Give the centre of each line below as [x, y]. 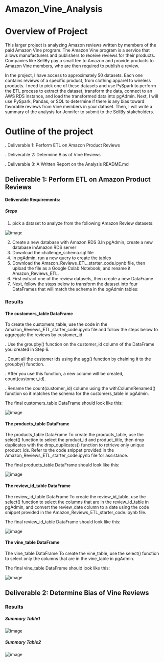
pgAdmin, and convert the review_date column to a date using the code [77, 507]
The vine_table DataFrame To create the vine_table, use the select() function [82, 553]
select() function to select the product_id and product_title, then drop [75, 440]
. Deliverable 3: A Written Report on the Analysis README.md [67, 164]
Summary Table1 [23, 618]
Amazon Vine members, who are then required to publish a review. [72, 66]
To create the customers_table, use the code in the [56, 324]
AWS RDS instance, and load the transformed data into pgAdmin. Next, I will [82, 96]
